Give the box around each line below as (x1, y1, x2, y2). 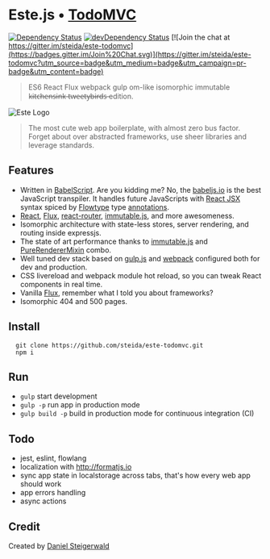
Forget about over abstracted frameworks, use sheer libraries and (27, 131, 247, 141)
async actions (19, 496, 67, 506)
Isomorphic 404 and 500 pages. (19, 296, 127, 306)
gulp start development (19, 391, 98, 401)
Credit (8, 519, 40, 533)
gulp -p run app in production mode (19, 400, 140, 410)
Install (8, 320, 40, 334)
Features (8, 164, 54, 177)
